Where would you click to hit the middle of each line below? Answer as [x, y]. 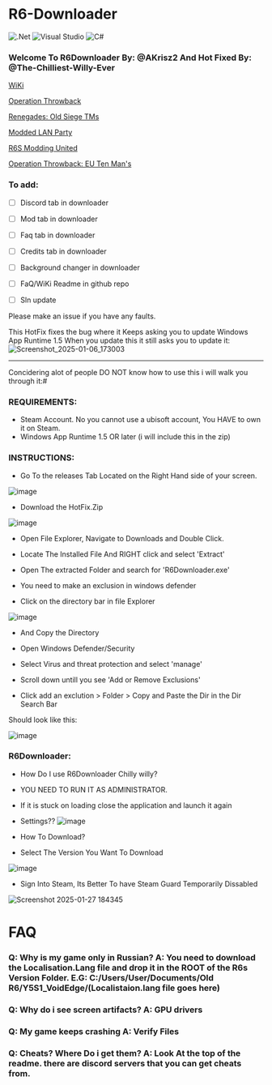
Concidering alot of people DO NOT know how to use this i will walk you [128, 372]
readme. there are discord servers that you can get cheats [125, 1063]
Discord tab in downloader [64, 203]
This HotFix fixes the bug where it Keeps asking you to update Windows [128, 331]
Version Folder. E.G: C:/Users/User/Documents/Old [111, 977]
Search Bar [39, 704]
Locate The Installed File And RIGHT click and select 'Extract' [122, 554]
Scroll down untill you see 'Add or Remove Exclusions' [110, 679]
